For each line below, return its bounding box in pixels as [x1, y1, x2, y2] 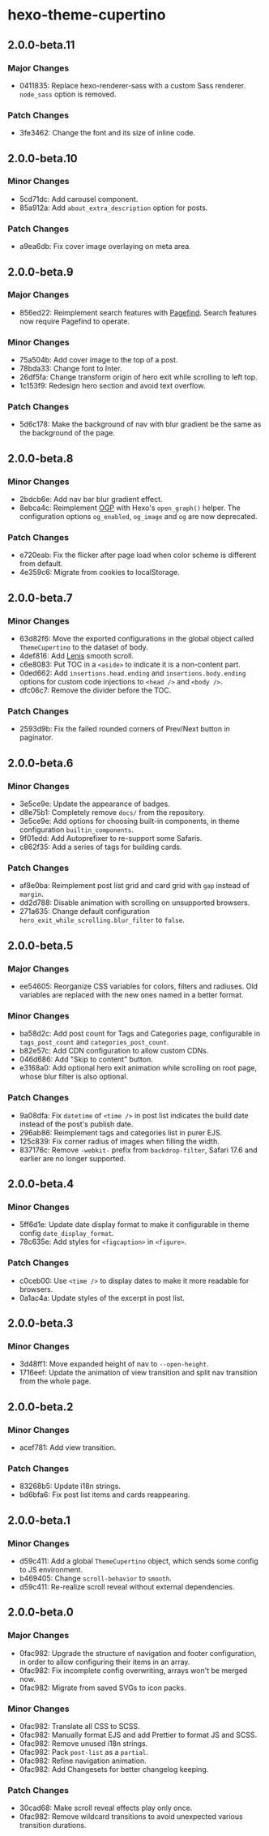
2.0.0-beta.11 [7, 38, 75, 52]
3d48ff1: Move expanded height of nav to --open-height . [19, 1359, 209, 1369]
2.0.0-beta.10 [7, 152, 78, 165]
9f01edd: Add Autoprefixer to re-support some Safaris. [19, 834, 203, 843]
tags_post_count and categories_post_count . [19, 1037, 169, 1047]
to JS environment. [19, 1565, 83, 1575]
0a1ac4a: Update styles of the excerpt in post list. [19, 1293, 186, 1302]
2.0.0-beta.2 [7, 1400, 74, 1413]
